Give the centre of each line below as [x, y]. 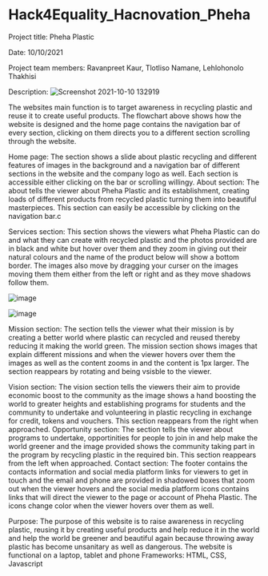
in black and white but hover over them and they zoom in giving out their [128, 248]
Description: [28, 91]
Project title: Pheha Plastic [51, 37]
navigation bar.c [35, 216]
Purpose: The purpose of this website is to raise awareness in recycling [126, 521]
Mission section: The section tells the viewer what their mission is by [121, 328]
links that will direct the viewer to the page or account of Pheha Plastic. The [133, 497]
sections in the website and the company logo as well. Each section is [123, 173]
